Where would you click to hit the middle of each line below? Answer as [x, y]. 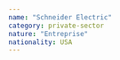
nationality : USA [40, 42]
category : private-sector [56, 26]
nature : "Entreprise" [48, 34]
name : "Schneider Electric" [60, 17]
